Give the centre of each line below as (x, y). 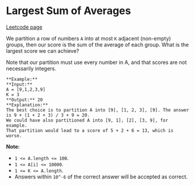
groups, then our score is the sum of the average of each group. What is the (97, 45)
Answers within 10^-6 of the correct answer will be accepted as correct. (101, 177)
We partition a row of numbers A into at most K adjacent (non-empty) (88, 38)
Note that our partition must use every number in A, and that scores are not (96, 62)
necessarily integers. (31, 68)
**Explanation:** (27, 105)
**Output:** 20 (25, 100)
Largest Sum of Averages (69, 11)
